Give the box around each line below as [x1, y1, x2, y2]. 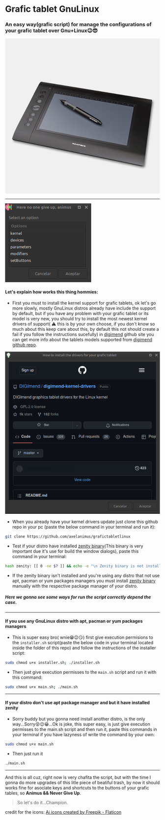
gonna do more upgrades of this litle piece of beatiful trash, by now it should [5, 779, 160, 786]
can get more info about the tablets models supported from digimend [12, 336, 152, 343]
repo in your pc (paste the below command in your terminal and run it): [12, 524, 156, 530]
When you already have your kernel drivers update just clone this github [12, 519, 158, 525]
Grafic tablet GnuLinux [5, 3, 100, 15]
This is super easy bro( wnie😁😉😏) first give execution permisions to [12, 634, 153, 640]
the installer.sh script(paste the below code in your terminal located [12, 639, 154, 645]
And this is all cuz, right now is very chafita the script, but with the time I [5, 774, 151, 780]
